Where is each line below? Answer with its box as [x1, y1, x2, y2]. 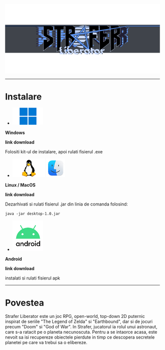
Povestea [5, 297, 44, 308]
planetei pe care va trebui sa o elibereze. [5, 340, 87, 346]
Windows [5, 130, 25, 136]
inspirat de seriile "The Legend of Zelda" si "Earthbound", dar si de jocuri [5, 318, 153, 324]
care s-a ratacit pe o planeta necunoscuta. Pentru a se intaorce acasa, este [5, 329, 158, 335]
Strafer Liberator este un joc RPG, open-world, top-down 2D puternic [5, 314, 145, 319]
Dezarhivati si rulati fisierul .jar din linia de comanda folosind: [5, 201, 128, 207]
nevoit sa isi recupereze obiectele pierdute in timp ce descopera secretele [5, 334, 155, 340]
